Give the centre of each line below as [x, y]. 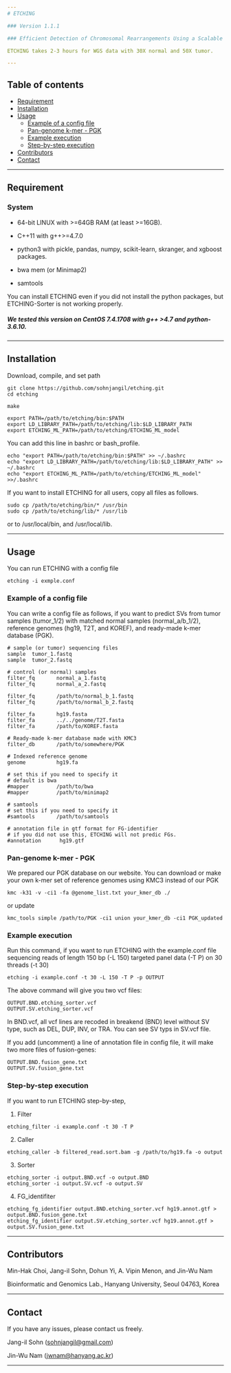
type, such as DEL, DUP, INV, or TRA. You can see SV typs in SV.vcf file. [109, 1029]
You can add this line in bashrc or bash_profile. [74, 443]
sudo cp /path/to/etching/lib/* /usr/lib [67, 511]
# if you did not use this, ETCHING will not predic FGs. [92, 834]
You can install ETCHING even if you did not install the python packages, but [115, 296]
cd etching [23, 394]
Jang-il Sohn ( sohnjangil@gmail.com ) [60, 1342]
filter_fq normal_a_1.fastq [57, 678]
